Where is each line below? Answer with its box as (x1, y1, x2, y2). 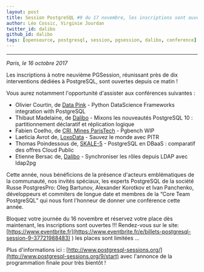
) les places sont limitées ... (72, 234, 140, 242)
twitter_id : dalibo (6, 25, 56, 32)
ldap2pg (15, 159, 36, 166)
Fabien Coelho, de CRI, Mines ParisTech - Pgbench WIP (15, 127, 155, 134)
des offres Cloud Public (15, 146, 74, 154)
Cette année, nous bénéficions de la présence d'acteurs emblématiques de (6, 171, 194, 178)
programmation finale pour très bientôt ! (6, 259, 106, 266)
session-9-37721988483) (6, 234, 71, 242)
